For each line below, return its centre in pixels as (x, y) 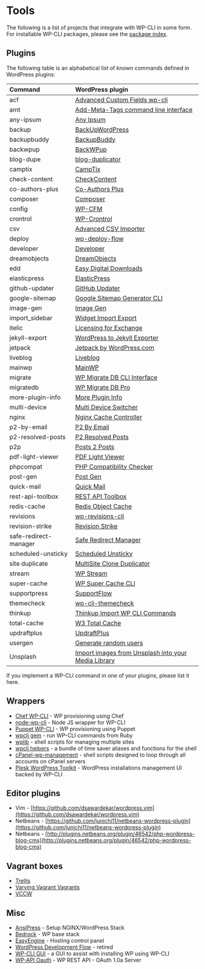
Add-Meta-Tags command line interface (134, 109)
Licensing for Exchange (109, 328)
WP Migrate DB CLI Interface (116, 377)
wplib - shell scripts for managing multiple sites (74, 741)
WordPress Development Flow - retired (64, 947)
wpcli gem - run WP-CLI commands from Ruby (74, 735)
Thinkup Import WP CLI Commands (126, 613)
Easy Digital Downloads (109, 268)
